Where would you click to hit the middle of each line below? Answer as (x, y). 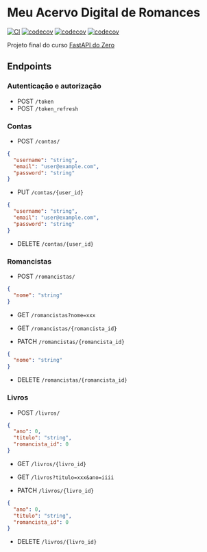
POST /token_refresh (48, 108)
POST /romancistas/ (46, 276)
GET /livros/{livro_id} (52, 463)
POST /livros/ (38, 413)
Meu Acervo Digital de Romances (104, 13)
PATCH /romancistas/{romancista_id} (71, 341)
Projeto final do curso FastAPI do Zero (61, 45)
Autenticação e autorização (54, 86)
